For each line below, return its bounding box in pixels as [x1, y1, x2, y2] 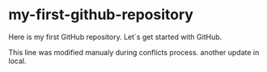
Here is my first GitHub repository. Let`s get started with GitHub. [8, 32, 222, 42]
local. [8, 56, 27, 66]
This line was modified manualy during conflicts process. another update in [8, 47, 260, 57]
